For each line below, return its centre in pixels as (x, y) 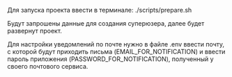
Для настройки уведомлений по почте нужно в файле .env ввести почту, (116, 44)
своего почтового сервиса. (48, 66)
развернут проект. (35, 31)
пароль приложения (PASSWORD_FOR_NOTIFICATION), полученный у (110, 59)
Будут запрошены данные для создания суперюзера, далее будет (106, 23)
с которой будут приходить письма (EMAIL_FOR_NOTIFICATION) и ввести (116, 52)
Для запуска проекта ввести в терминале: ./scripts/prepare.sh (100, 10)
